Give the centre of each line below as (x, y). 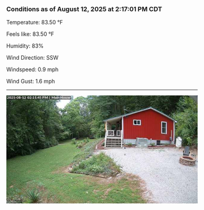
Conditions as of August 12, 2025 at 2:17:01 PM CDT (84, 9)
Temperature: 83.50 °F (35, 23)
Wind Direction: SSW (32, 58)
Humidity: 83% (25, 46)
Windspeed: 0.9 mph (32, 69)
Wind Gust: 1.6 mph (31, 82)
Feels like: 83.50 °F (30, 34)
